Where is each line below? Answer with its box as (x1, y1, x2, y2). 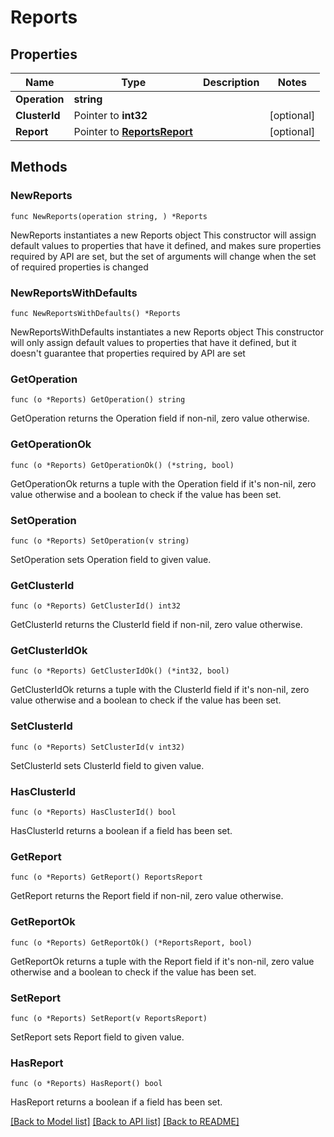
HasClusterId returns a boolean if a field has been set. (10, 825, 233, 837)
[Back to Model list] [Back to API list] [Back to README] (10, 1116, 240, 1128)
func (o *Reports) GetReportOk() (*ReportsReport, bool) (10, 937, 253, 948)
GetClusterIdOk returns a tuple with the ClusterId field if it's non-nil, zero (10, 684, 310, 696)
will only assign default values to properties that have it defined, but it (10, 336, 297, 348)
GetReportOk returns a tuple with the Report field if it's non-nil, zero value (10, 955, 315, 967)
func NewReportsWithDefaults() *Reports (10, 308, 182, 318)
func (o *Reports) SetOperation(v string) (10, 536, 190, 546)
